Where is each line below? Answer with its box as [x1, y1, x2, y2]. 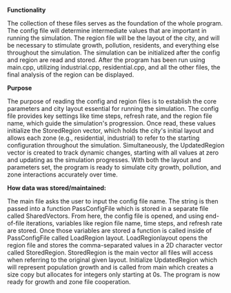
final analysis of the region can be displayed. [7, 70, 134, 79]
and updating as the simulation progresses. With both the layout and [7, 156, 201, 164]
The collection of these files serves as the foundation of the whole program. [7, 19, 223, 27]
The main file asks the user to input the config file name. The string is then [7, 197, 219, 205]
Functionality [7, 6, 46, 14]
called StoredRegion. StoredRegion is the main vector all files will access [7, 248, 214, 256]
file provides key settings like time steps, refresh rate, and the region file [7, 112, 212, 120]
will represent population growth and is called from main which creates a [7, 263, 214, 271]
